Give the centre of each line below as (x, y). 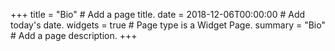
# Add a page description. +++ (74, 35)
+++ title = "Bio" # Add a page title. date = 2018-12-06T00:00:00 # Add (158, 14)
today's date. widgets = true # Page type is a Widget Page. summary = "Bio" (168, 25)
